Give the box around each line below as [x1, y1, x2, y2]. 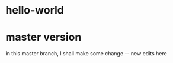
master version [5, 31, 82, 44]
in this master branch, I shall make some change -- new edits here [5, 50, 167, 57]
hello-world [5, 4, 65, 17]
